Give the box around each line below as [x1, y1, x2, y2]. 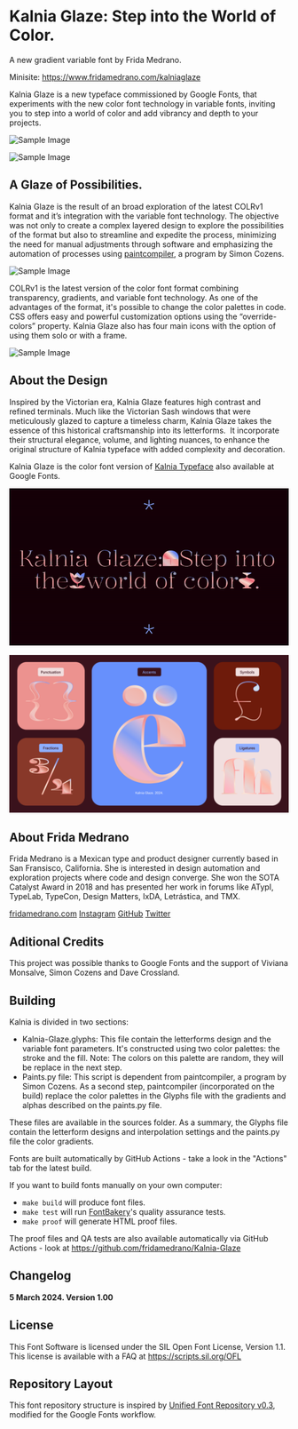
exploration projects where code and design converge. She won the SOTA [9, 873, 279, 883]
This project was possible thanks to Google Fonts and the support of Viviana [9, 958, 288, 969]
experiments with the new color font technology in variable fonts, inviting [9, 98, 276, 108]
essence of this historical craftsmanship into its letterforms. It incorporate [9, 425, 279, 435]
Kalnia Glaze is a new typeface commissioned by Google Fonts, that [9, 89, 257, 100]
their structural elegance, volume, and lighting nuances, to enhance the [9, 434, 271, 445]
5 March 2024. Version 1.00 [9, 1291, 114, 1303]
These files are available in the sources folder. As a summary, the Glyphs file [9, 1117, 288, 1128]
